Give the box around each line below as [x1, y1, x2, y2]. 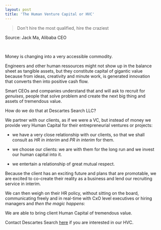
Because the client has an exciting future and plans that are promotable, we [5, 170, 157, 176]
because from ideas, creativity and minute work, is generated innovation [5, 73, 150, 79]
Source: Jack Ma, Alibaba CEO [5, 35, 67, 40]
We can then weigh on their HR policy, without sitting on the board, [5, 190, 139, 196]
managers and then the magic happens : [5, 200, 85, 206]
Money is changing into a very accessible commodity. [5, 53, 113, 59]
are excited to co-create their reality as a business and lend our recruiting [5, 175, 152, 181]
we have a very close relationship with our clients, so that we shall [12, 132, 145, 137]
